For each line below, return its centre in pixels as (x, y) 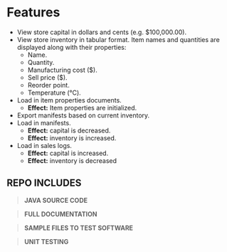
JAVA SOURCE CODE (56, 200)
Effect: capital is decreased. (69, 130)
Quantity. (41, 62)
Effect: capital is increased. (68, 153)
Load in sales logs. (44, 145)
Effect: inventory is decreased (72, 160)
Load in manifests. (44, 122)
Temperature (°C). (54, 93)
